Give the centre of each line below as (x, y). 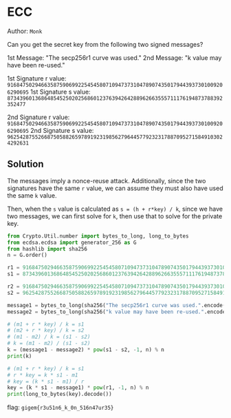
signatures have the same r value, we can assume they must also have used (115, 188)
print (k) (20, 356)
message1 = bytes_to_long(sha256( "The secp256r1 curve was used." (104, 305)
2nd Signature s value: (62, 130)
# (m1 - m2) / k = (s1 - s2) (49, 337)
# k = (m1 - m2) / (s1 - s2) (49, 344)
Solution (25, 164)
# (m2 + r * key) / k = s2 (46, 331)
